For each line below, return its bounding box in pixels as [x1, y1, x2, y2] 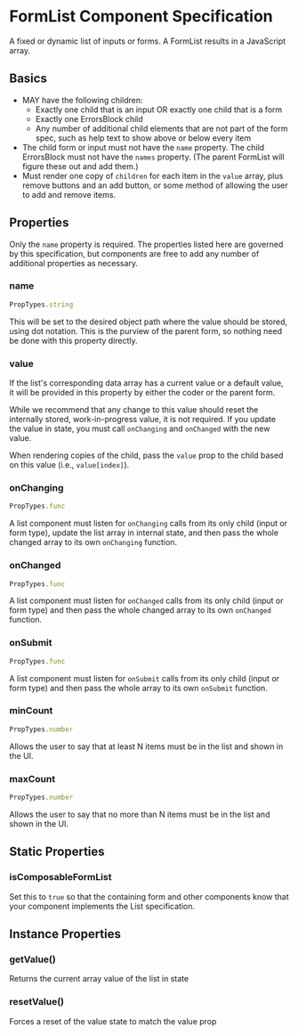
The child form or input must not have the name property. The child [21, 142, 265, 152]
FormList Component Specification [9, 6, 273, 27]
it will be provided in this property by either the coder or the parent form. [9, 387, 276, 398]
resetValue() [9, 996, 65, 1008]
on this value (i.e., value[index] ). [9, 460, 130, 470]
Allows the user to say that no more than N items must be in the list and [9, 809, 270, 819]
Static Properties [9, 844, 105, 860]
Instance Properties [9, 926, 122, 941]
